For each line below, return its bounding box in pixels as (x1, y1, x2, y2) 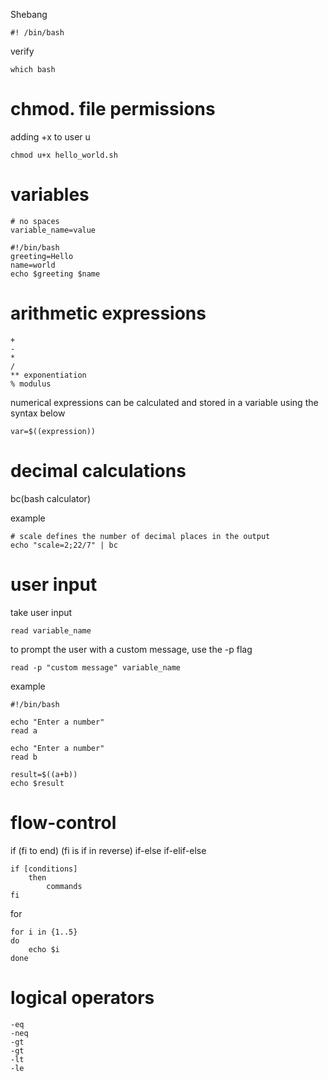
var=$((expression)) (10, 426, 97, 436)
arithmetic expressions (10, 302, 207, 325)
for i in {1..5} (10, 927, 78, 937)
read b (10, 752, 38, 762)
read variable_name (10, 625, 92, 636)
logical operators (10, 986, 155, 1009)
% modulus (10, 379, 52, 389)
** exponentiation (10, 370, 87, 380)
